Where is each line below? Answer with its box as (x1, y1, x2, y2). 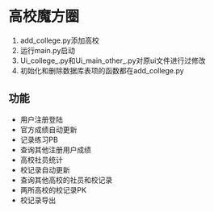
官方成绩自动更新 (19, 124, 78, 134)
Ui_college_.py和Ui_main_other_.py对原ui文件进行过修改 (19, 56, 206, 65)
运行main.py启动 (19, 45, 75, 55)
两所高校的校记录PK (19, 185, 87, 194)
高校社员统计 (19, 155, 63, 164)
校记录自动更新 (19, 164, 70, 174)
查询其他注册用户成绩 (19, 144, 91, 154)
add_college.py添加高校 (19, 35, 99, 45)
